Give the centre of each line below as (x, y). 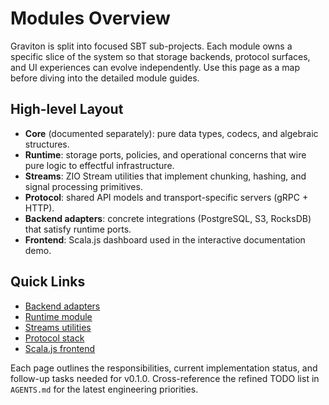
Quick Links (48, 282)
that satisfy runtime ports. (78, 229)
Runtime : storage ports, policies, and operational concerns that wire (165, 154)
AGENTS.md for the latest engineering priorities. (104, 389)
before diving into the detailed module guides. (105, 78)
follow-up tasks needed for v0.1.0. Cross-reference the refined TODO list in (165, 378)
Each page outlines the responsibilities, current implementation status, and (164, 368)
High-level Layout (67, 109)
